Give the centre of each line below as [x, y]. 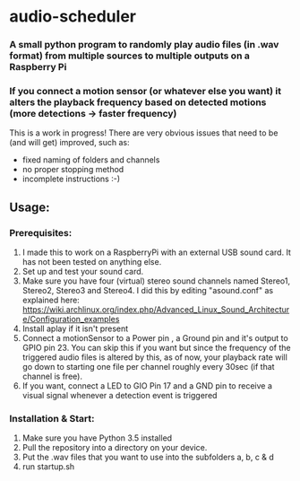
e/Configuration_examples [71, 319]
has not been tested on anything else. [92, 262]
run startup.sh [48, 467]
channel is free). [52, 376]
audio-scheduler [73, 17]
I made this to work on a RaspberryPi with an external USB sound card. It [156, 252]
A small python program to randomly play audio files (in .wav [144, 45]
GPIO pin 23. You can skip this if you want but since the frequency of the [156, 348]
